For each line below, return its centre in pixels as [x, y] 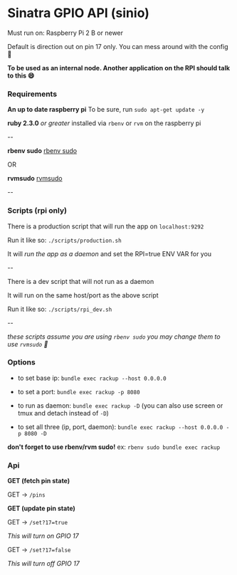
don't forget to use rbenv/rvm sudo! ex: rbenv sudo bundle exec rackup [114, 447]
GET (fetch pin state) [39, 481]
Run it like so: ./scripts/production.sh [65, 240]
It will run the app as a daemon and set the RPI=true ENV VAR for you [110, 253]
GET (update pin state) [42, 508]
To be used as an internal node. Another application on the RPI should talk [118, 68]
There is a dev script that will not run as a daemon [81, 281]
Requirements [32, 94]
